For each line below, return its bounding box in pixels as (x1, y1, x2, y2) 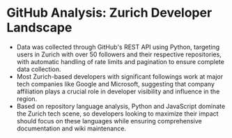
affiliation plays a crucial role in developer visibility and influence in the (16, 87, 220, 95)
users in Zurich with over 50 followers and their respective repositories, (16, 50, 222, 59)
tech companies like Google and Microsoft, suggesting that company (16, 79, 215, 88)
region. (16, 94, 38, 102)
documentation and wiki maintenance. (16, 124, 127, 132)
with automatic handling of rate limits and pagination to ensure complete (16, 57, 224, 66)
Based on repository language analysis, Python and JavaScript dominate (16, 102, 226, 110)
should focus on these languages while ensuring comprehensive (16, 116, 203, 125)
